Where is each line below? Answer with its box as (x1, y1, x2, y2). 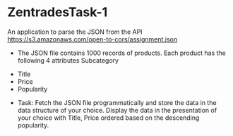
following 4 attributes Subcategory (17, 56, 119, 64)
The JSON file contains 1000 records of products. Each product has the (17, 49, 226, 57)
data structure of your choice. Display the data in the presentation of (17, 106, 217, 114)
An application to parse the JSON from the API (7, 27, 143, 36)
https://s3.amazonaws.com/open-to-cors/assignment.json (7, 35, 178, 43)
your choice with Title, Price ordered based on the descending (17, 113, 200, 122)
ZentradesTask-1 (7, 4, 108, 20)
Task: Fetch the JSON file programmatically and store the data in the (17, 98, 217, 106)
